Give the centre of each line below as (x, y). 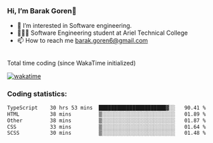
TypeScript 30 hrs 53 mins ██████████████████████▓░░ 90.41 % (106, 108)
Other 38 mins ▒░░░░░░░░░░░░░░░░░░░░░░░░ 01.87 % (106, 121)
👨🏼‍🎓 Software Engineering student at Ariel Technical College (102, 33)
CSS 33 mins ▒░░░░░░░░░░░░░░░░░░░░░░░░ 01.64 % (106, 127)
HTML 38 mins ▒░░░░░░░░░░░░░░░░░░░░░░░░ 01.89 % (106, 114)
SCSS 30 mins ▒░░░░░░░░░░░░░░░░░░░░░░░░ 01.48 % (106, 133)
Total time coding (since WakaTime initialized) (72, 63)
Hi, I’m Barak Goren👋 (42, 11)
